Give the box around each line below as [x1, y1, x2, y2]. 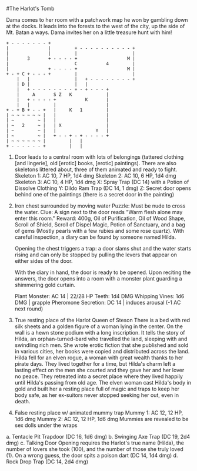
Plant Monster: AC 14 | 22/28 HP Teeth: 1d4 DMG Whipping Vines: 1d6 [14, 293, 185, 299]
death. [14, 398, 31, 405]
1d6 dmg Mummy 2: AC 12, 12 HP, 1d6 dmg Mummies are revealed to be [14, 416, 189, 422]
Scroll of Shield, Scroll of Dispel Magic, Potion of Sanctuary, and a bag [14, 221, 185, 228]
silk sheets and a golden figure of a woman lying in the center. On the [14, 323, 183, 330]
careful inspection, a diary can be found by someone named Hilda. [14, 233, 176, 240]
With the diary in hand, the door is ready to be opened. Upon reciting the [14, 269, 191, 276]
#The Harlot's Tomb [6, 5, 55, 12]
